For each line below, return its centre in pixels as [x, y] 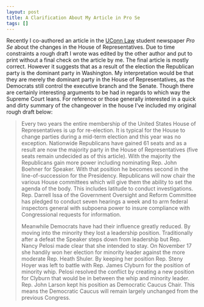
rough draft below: [30, 112]
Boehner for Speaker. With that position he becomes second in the [105, 169]
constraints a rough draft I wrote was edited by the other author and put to [100, 54]
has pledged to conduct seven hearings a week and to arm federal [104, 201]
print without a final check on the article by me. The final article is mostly [97, 60]
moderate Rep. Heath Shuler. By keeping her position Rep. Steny [102, 259]
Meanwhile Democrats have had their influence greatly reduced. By [106, 226]
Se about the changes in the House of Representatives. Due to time [91, 47]
